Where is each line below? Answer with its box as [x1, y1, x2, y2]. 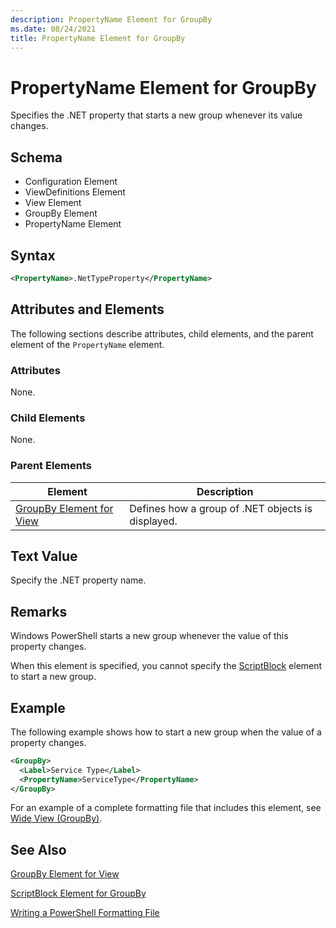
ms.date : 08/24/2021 [10, 24, 97, 34]
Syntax [10, 247, 56, 264]
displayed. [129, 514, 178, 528]
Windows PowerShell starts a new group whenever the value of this [10, 630, 289, 642]
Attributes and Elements [10, 301, 165, 318]
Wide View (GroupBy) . [10, 812, 103, 825]
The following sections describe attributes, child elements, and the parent [10, 327, 314, 340]
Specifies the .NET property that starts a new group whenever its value [10, 109, 303, 121]
